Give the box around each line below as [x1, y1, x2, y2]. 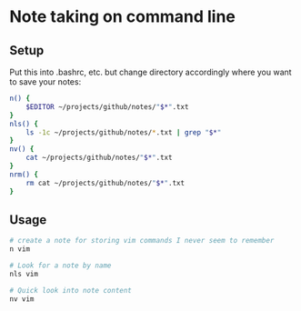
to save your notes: [9, 76, 82, 87]
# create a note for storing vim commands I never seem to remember [9, 236, 275, 246]
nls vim [9, 269, 39, 278]
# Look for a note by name [9, 261, 112, 270]
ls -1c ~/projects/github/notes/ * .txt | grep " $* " [25, 127, 222, 137]
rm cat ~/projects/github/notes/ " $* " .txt [25, 178, 185, 187]
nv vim [9, 294, 35, 304]
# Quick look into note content [9, 286, 132, 295]
